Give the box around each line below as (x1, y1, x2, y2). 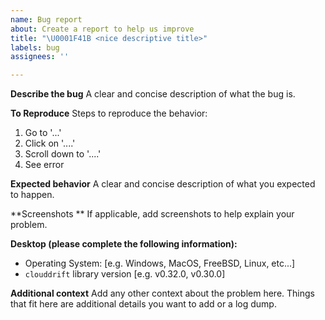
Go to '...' (24, 127, 62, 139)
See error (24, 159, 65, 171)
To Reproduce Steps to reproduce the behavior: (10, 107, 208, 120)
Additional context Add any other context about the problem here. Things (10, 287, 315, 300)
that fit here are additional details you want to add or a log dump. (10, 298, 277, 310)
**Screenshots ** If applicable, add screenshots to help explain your (10, 208, 295, 220)
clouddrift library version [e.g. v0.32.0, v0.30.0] (24, 268, 226, 280)
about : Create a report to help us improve (10, 24, 195, 34)
